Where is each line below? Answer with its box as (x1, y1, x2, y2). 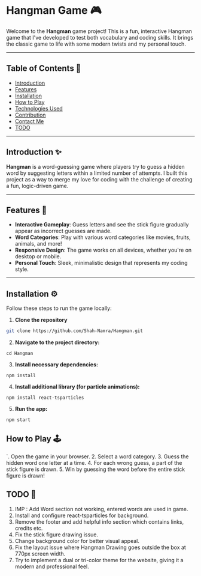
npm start (6, 417, 31, 423)
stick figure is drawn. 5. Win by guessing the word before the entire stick (6, 465, 185, 473)
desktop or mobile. (14, 253, 62, 260)
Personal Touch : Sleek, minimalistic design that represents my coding (14, 259, 188, 267)
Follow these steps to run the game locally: (6, 305, 112, 312)
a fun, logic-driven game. (6, 182, 69, 189)
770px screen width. (14, 550, 66, 557)
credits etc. (14, 524, 43, 532)
